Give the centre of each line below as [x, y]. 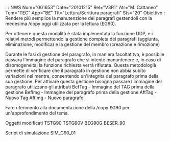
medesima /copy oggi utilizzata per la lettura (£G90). [61, 24]
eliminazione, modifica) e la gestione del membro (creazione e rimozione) [83, 44]
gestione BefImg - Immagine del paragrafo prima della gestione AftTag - [81, 92]
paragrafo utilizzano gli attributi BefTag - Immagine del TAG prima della [80, 87]
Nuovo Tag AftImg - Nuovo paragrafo [44, 98]
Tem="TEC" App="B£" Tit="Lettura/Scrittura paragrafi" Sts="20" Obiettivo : [85, 13]
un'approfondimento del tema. [37, 113]
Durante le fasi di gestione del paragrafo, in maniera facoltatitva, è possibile [85, 54]
